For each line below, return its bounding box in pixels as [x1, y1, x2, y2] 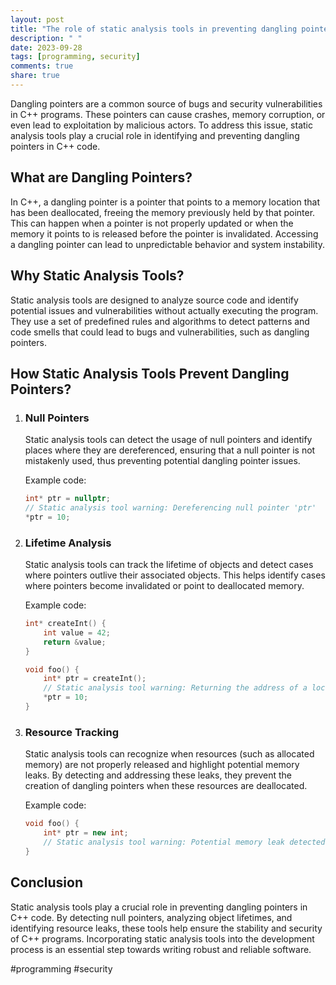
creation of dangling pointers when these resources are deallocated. [24, 780, 308, 792]
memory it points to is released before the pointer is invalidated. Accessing [10, 227, 319, 240]
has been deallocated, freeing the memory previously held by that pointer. [10, 206, 316, 218]
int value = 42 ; [43, 627, 111, 638]
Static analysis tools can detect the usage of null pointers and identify [24, 434, 313, 446]
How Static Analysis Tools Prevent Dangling [10, 365, 290, 382]
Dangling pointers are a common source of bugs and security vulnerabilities [10, 97, 323, 110]
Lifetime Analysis [24, 536, 112, 550]
